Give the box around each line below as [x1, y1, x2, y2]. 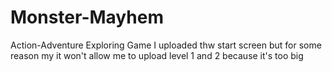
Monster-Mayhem [10, 6, 164, 29]
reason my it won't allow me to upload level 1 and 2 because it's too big [10, 49, 304, 61]
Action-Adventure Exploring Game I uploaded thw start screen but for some [10, 39, 322, 51]
